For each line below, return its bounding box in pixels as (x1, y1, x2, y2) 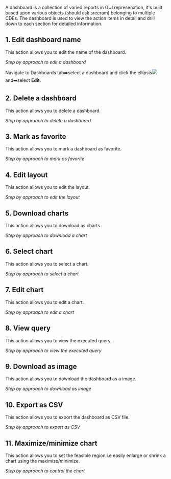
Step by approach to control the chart (5, 468, 85, 474)
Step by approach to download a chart (5, 232, 87, 238)
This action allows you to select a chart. (5, 260, 89, 267)
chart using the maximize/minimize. (5, 458, 80, 464)
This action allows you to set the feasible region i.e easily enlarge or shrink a (5, 452, 166, 459)
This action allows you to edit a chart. (5, 299, 84, 305)
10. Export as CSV (5, 400, 63, 409)
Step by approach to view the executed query (5, 347, 102, 354)
